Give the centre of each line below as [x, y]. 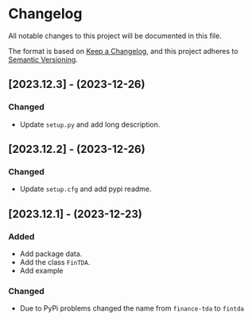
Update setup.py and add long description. [90, 124]
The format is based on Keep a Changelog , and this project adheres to [123, 51]
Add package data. [51, 254]
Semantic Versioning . [43, 59]
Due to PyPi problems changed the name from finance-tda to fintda [132, 308]
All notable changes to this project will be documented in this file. [115, 36]
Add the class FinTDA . [55, 262]
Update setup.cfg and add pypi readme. [86, 189]
